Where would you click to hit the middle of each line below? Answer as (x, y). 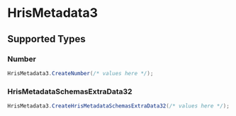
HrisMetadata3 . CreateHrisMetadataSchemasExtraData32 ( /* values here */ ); (119, 106)
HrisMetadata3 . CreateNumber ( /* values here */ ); (80, 73)
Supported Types (47, 39)
